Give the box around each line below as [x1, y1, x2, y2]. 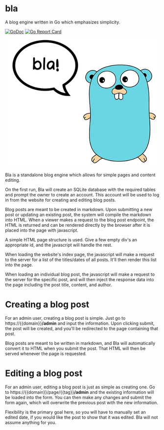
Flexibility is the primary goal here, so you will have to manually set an [5, 409, 146, 415]
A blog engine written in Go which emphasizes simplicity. [5, 19, 120, 25]
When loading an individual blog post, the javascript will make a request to [5, 271, 155, 277]
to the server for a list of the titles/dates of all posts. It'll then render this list [5, 257, 157, 263]
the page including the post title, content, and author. [5, 282, 112, 287]
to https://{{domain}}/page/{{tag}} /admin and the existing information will [5, 389, 154, 395]
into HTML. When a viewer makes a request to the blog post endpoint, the [5, 216, 154, 223]
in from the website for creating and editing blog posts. [5, 197, 116, 203]
